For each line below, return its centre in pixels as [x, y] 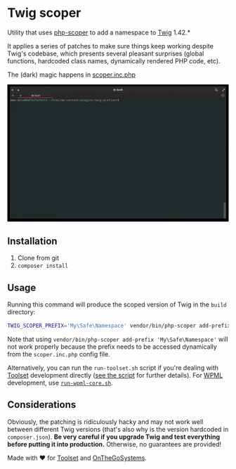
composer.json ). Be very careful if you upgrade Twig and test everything [114, 437]
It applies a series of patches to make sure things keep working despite [111, 46]
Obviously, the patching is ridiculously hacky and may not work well [105, 422]
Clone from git [38, 258]
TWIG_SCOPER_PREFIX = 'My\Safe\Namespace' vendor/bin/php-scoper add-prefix [119, 326]
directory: [21, 312]
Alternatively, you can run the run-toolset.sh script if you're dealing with [113, 368]
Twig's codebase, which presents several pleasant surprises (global [106, 53]
